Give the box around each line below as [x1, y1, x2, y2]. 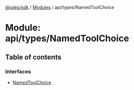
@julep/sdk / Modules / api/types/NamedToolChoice [5, 5, 114, 10]
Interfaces [5, 68, 31, 75]
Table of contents [5, 53, 61, 61]
